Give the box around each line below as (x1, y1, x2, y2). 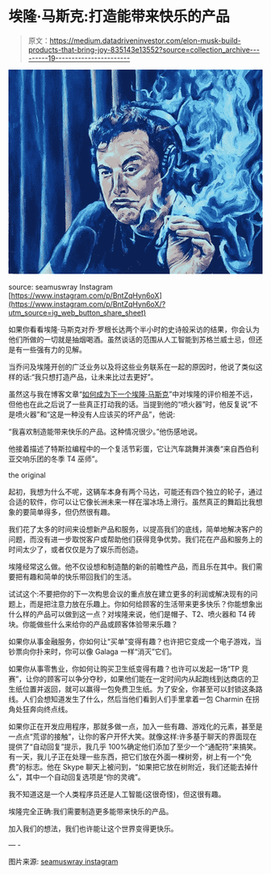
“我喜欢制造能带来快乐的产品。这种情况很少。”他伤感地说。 (8, 426, 202, 436)
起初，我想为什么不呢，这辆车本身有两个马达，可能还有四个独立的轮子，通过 (8, 486, 263, 496)
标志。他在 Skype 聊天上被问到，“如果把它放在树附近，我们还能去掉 (25, 762, 252, 771)
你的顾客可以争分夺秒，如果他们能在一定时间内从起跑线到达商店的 (32, 673, 252, 684)
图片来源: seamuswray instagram (8, 856, 119, 866)
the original (8, 470, 46, 480)
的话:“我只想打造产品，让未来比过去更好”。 (15, 371, 158, 381)
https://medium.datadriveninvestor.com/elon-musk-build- (49, 36, 241, 45)
